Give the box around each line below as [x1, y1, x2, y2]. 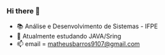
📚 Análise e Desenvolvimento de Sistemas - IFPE [16, 22, 158, 30]
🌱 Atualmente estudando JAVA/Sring [16, 32, 122, 41]
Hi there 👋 [6, 6, 41, 16]
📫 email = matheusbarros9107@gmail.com [16, 40, 140, 48]
